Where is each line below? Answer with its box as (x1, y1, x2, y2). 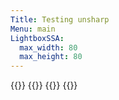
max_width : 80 (19, 42, 78, 53)
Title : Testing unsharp (10, 14, 110, 25)
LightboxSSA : (10, 33, 65, 43)
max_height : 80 (19, 52, 83, 62)
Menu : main (10, 24, 56, 34)
